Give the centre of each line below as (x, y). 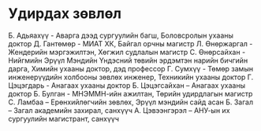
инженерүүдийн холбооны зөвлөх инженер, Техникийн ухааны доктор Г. (131, 77)
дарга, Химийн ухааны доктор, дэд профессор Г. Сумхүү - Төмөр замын (131, 68)
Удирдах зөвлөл (65, 14)
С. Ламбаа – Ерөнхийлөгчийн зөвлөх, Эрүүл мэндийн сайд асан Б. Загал (131, 102)
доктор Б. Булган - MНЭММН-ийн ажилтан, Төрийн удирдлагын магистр (130, 93)
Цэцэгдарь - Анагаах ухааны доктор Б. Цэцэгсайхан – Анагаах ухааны (127, 85)
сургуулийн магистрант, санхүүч (64, 118)
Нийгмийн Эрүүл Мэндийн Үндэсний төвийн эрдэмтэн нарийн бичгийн (128, 60)
